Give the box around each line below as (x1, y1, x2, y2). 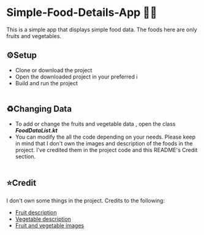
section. (15, 153, 36, 160)
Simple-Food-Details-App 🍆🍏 (6, 6, 157, 20)
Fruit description (15, 209, 57, 217)
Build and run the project (15, 79, 78, 87)
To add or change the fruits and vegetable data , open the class (15, 120, 176, 128)
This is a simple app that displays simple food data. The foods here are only (6, 26, 197, 33)
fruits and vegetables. (6, 32, 62, 39)
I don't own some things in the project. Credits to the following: (6, 197, 165, 204)
